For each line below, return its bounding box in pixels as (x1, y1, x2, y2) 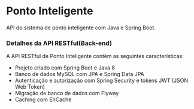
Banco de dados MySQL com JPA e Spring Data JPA (14, 71, 145, 78)
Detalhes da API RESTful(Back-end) (6, 39, 113, 47)
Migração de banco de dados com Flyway (14, 90, 119, 97)
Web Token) (14, 83, 45, 90)
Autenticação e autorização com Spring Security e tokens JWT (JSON (14, 77, 189, 84)
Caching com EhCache (14, 96, 72, 103)
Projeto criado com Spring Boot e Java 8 (14, 64, 116, 71)
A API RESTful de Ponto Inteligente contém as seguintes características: (6, 53, 184, 60)
